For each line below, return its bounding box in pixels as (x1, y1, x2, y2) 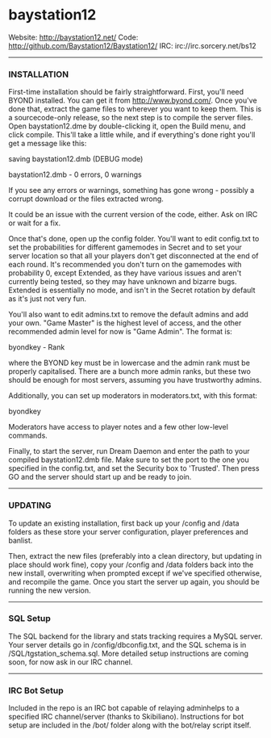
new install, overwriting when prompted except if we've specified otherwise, (8, 568, 262, 578)
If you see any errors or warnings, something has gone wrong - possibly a (8, 186, 255, 195)
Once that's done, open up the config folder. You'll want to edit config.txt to (8, 234, 260, 244)
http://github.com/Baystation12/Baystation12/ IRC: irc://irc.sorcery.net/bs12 (8, 40, 256, 50)
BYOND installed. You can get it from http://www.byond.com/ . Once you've (8, 95, 257, 106)
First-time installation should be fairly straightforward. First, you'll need (8, 87, 244, 97)
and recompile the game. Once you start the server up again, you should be (8, 577, 260, 586)
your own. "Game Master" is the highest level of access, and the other (8, 318, 242, 328)
